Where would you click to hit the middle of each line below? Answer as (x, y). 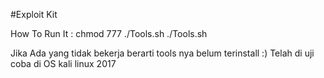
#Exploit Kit (34, 14)
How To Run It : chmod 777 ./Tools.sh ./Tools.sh (109, 33)
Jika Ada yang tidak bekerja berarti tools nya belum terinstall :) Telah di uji (162, 53)
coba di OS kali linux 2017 (63, 63)
